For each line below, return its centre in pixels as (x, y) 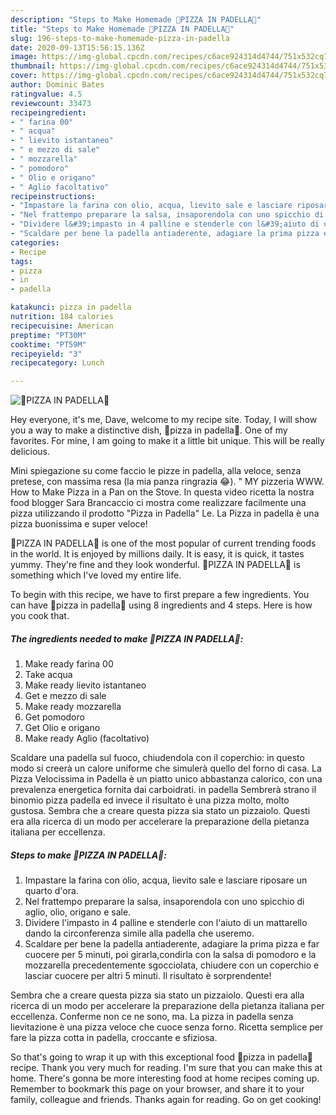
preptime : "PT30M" (48, 335)
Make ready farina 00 (69, 664)
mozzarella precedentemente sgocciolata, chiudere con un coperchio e (172, 965)
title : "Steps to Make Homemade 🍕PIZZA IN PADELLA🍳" (122, 29)
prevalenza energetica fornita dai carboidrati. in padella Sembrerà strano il (163, 790)
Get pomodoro (54, 717)
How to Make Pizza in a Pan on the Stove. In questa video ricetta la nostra (162, 492)
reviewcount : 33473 (51, 103)
